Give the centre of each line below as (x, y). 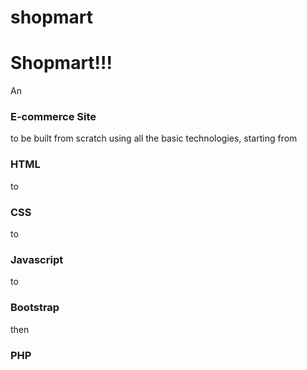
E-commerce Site (53, 117)
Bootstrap (35, 308)
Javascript (37, 259)
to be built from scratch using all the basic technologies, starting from (154, 138)
